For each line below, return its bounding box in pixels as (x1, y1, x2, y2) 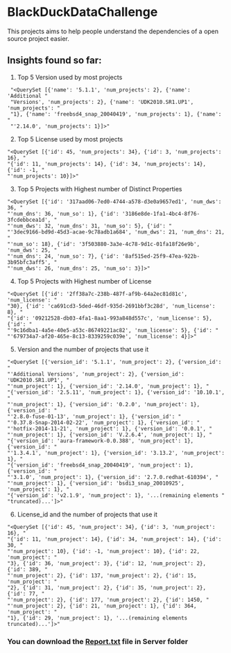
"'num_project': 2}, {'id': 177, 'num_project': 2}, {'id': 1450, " (7, 596, 209, 603)
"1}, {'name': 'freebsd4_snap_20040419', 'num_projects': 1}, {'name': (10, 110, 222, 118)
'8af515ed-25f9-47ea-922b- (121, 252, 200, 260)
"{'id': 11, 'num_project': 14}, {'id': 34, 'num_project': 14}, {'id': (7, 535, 222, 543)
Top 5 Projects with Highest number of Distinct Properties (17, 184, 182, 193)
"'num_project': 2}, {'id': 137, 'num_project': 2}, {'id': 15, (7, 572, 197, 579)
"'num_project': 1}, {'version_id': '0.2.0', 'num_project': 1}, (7, 401, 200, 408)
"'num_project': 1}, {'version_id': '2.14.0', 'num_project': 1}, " (7, 383, 209, 390)
